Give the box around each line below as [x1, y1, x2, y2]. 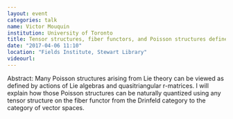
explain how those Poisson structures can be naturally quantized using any [7, 89, 221, 97]
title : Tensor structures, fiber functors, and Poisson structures [7, 36, 207, 43]
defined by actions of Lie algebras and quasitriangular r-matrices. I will [7, 81, 209, 90]
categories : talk [7, 17, 58, 24]
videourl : [7, 55, 36, 62]
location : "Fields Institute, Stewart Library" [7, 49, 148, 56]
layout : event [7, 10, 49, 17]
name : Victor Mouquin [7, 23, 70, 30]
